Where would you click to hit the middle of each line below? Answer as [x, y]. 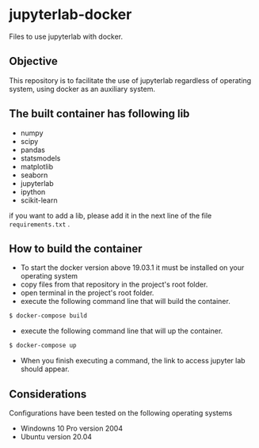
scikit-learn [39, 200]
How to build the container [76, 248]
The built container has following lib [99, 114]
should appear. [45, 369]
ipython [33, 192]
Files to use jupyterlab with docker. [66, 36]
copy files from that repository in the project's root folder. [114, 285]
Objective [34, 61]
